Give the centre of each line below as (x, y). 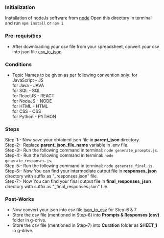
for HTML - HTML (30, 106)
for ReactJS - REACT (33, 96)
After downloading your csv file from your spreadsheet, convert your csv (86, 46)
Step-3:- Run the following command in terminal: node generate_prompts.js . (82, 150)
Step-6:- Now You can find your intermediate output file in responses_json (81, 171)
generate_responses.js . (29, 161)
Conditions (18, 64)
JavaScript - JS (28, 80)
